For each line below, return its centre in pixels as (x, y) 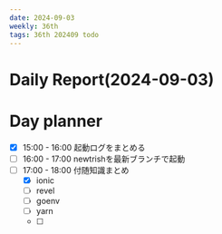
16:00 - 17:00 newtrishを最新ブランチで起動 (104, 159)
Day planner (56, 121)
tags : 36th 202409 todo (54, 34)
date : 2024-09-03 (42, 18)
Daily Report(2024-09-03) (112, 79)
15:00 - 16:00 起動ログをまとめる (84, 147)
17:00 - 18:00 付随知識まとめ (76, 170)
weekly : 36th (34, 26)
